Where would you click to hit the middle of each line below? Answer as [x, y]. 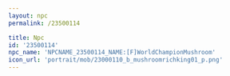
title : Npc [26, 38]
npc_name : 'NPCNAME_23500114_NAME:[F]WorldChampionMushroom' [112, 53]
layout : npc [28, 16]
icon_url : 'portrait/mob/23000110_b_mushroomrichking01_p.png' [116, 60]
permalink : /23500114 [44, 23]
